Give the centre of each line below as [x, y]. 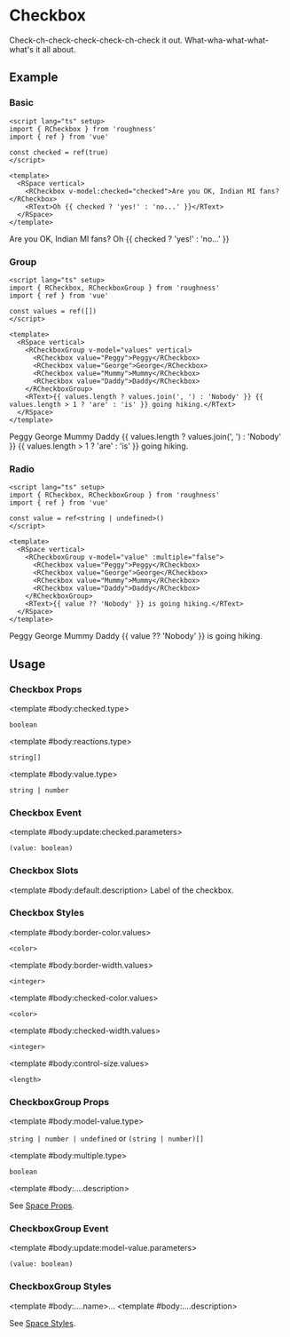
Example [34, 78]
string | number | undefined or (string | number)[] [106, 1139]
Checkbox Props [46, 689]
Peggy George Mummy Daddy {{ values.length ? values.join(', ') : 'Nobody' [145, 436]
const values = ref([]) [53, 311]
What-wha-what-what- [227, 40]
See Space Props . [42, 1206]
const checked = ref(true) [59, 152]
